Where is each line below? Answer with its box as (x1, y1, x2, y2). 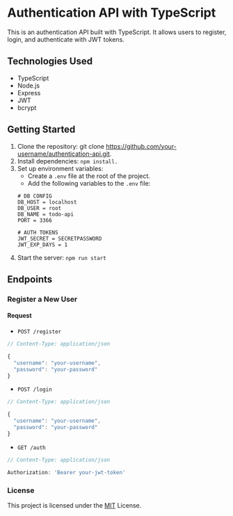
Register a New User (7, 294, 78, 304)
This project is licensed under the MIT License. (7, 501, 142, 509)
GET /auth (17, 444, 47, 451)
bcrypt (17, 103, 37, 112)
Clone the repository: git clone (17, 142, 104, 150)
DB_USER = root (17, 204, 62, 211)
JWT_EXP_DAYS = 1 (17, 241, 68, 248)
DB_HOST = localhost (17, 198, 77, 206)
